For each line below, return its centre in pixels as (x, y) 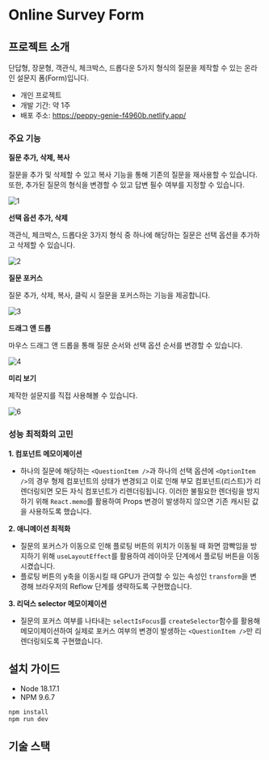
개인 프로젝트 (41, 95)
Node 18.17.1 (40, 689)
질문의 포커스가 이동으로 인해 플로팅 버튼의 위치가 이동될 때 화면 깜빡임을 (134, 545)
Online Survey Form (76, 15)
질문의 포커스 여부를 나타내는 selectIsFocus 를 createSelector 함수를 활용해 (140, 621)
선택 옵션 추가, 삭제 (38, 218)
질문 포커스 (25, 278)
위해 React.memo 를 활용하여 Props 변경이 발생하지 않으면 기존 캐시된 (143, 501)
